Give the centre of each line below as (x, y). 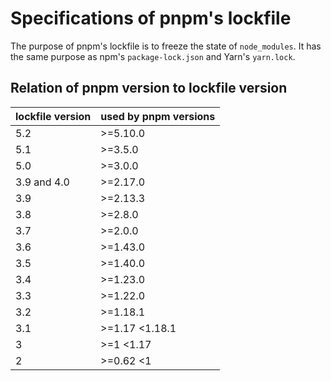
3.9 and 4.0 (42, 182)
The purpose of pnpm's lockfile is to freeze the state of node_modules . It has (166, 46)
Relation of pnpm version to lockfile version (149, 88)
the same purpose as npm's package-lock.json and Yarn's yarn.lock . (153, 56)
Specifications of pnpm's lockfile (151, 18)
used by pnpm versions (158, 116)
